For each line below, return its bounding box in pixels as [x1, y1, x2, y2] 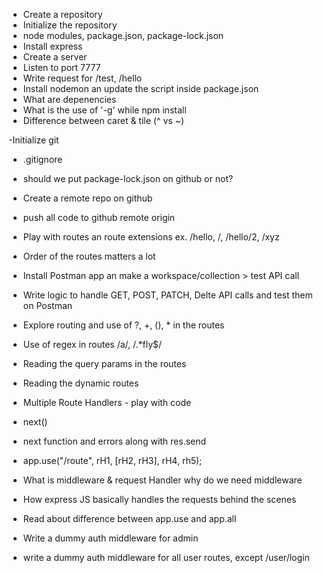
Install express [22, 40, 83, 52]
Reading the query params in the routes [22, 358, 187, 369]
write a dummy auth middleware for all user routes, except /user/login [22, 552, 310, 563]
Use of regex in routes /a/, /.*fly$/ [22, 339, 163, 350]
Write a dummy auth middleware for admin [22, 532, 199, 544]
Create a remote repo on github [22, 192, 153, 204]
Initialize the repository [22, 19, 118, 31]
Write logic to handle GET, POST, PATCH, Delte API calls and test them [22, 289, 313, 301]
